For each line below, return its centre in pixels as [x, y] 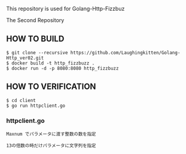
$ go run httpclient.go [36, 106]
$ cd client [21, 100]
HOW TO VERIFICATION [51, 87]
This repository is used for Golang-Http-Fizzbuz [65, 9]
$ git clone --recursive [37, 53]
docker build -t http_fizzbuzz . [53, 63]
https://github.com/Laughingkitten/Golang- [125, 53]
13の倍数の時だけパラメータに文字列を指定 [51, 146]
